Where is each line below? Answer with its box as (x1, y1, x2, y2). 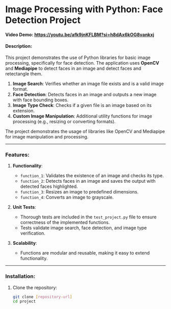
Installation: (5, 273, 36, 280)
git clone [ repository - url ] (12, 294, 72, 299)
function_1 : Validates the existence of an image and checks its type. (20, 173, 164, 179)
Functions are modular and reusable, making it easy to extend (20, 250, 150, 256)
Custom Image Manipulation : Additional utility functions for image (12, 113, 153, 119)
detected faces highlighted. (20, 183, 78, 189)
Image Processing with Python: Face (5, 4, 163, 15)
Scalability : (12, 240, 37, 246)
